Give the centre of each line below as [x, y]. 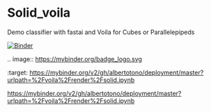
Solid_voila [39, 13]
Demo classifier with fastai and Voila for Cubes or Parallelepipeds [101, 32]
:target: [17, 72]
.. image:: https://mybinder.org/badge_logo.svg [75, 59]
